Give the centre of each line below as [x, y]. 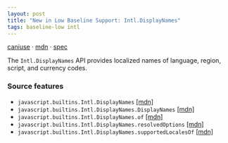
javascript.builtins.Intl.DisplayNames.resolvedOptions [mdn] [110, 124]
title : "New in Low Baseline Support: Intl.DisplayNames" [94, 20]
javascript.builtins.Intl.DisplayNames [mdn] [85, 101]
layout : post [26, 14]
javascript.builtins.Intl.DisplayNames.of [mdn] [90, 116]
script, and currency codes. [47, 68]
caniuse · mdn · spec [38, 47]
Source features [36, 87]
